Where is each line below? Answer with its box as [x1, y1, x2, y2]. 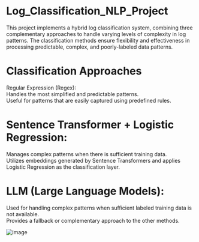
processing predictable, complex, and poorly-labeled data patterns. [6, 43, 173, 50]
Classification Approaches [6, 64, 142, 78]
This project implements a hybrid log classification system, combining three [6, 24, 193, 31]
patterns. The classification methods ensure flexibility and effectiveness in [6, 37, 190, 44]
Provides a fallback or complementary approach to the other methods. [6, 217, 180, 224]
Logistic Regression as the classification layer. [6, 163, 120, 171]
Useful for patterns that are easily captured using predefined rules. [6, 97, 171, 104]
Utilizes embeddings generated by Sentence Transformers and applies [6, 157, 181, 164]
